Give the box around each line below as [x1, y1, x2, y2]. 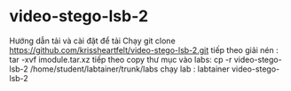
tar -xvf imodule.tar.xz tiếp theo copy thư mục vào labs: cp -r [9, 54, 232, 64]
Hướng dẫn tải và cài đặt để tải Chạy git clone [9, 35, 176, 46]
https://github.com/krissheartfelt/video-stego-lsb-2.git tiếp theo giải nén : [9, 44, 279, 55]
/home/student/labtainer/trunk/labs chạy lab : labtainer [29, 64, 231, 74]
